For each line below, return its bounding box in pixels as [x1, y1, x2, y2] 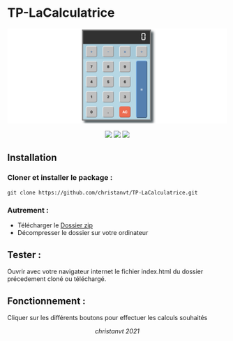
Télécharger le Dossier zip [17, 221, 93, 229]
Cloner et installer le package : [7, 172, 113, 182]
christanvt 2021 [95, 327, 140, 335]
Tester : [7, 249, 42, 261]
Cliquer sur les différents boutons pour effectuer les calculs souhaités [7, 314, 208, 322]
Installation [7, 151, 57, 163]
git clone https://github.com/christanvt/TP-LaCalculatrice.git [7, 190, 198, 197]
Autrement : [7, 206, 49, 215]
